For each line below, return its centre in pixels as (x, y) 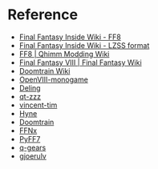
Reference (43, 15)
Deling (30, 88)
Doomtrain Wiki (45, 70)
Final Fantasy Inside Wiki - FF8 (70, 37)
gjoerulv (33, 156)
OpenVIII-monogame (54, 79)
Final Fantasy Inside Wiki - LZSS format (84, 45)
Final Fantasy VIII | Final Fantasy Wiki (80, 62)
